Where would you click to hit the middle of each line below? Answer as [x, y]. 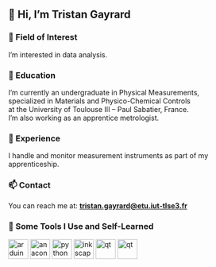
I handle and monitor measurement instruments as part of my [108, 156]
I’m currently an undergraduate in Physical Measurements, [104, 92]
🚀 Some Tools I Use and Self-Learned [81, 226]
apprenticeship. [34, 164]
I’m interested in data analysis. [58, 54]
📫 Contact [29, 185]
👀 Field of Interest [43, 37]
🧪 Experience [35, 138]
